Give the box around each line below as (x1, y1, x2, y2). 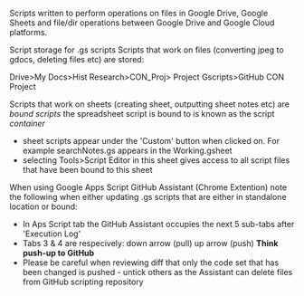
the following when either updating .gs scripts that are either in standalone (9, 192, 287, 202)
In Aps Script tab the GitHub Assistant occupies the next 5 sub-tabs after (22, 219, 295, 229)
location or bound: (9, 201, 79, 212)
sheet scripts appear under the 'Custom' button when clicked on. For (22, 136, 280, 146)
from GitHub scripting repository (22, 276, 144, 287)
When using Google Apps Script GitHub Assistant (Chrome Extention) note (9, 182, 288, 193)
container (9, 118, 45, 129)
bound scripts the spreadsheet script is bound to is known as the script (9, 109, 275, 119)
